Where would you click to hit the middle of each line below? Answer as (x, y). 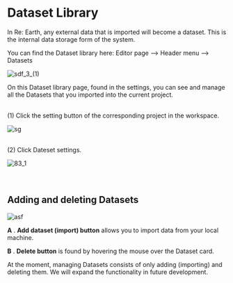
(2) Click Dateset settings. (45, 149)
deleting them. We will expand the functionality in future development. (108, 272)
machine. (21, 237)
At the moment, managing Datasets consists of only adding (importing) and (115, 264)
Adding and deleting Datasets (73, 200)
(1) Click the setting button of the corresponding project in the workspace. (113, 115)
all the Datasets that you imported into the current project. (90, 95)
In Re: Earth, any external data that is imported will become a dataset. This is (117, 32)
